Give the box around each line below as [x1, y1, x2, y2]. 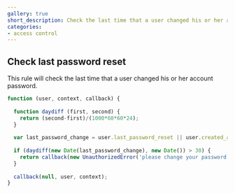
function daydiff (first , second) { [13, 108, 120, 115]
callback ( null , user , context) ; [13, 173, 108, 180]
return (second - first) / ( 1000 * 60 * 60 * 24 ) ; [20, 115, 139, 122]
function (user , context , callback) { [7, 95, 120, 102]
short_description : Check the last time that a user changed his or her [7, 17, 224, 24]
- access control [7, 29, 58, 37]
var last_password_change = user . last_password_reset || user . [13, 134, 201, 141]
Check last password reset [7, 55, 127, 67]
